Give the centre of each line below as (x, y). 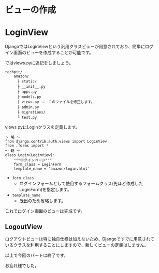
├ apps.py (27, 92)
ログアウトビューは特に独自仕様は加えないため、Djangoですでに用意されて (80, 239)
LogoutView (24, 227)
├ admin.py (28, 107)
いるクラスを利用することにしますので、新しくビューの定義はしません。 (77, 245)
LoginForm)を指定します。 (45, 190)
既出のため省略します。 (43, 201)
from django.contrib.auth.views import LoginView (56, 142)
